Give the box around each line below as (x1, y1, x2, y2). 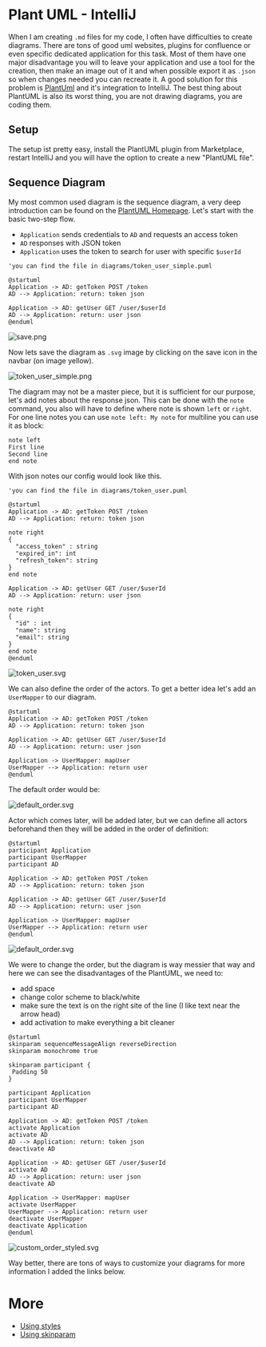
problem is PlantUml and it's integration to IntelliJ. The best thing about (8, 82, 242, 93)
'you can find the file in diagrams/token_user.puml (8, 486, 188, 494)
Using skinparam (19, 1329, 76, 1339)
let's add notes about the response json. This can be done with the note (8, 395, 245, 405)
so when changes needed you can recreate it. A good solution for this (8, 74, 238, 84)
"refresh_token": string (15, 557, 98, 565)
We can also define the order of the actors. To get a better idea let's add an (8, 683, 256, 693)
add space (19, 984, 55, 993)
